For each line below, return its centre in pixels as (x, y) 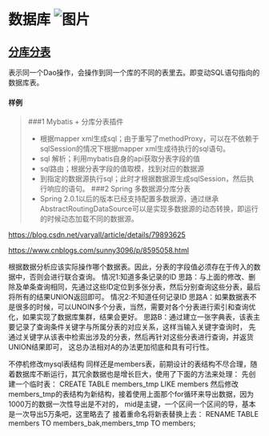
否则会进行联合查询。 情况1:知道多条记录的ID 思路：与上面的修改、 (139, 277)
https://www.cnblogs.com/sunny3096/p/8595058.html (99, 250)
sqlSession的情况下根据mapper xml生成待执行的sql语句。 (135, 149)
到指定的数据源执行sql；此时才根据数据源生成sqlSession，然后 (143, 179)
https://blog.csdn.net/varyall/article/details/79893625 (97, 235)
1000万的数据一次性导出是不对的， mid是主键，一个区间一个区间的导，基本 (132, 404)
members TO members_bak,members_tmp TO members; (102, 423)
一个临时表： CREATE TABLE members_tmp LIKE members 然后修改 (126, 384)
